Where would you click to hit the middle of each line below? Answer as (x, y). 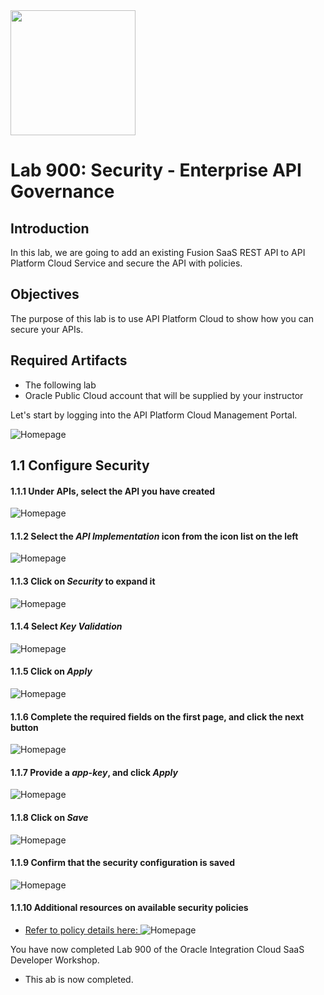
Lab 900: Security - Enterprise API (156, 170)
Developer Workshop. (55, 960)
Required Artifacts (69, 360)
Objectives (45, 294)
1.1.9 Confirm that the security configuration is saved (123, 863)
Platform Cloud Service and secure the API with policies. (126, 263)
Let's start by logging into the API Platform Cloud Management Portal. (154, 415)
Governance (62, 191)
